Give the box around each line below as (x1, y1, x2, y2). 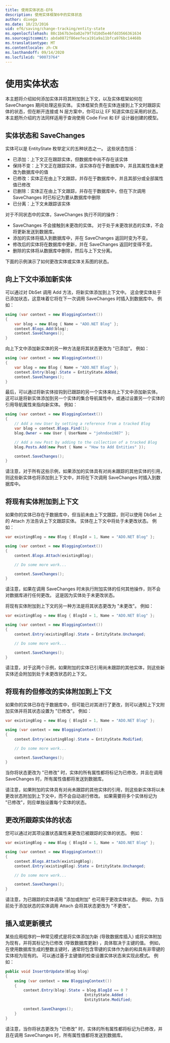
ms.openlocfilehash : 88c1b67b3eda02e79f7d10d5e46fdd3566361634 (5, 31, 142, 36)
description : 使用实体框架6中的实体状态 (5, 12, 82, 17)
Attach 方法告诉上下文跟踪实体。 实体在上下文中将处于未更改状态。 (11, 518, 151, 524)
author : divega (5, 17, 37, 22)
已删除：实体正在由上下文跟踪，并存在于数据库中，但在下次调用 (12, 188, 146, 194)
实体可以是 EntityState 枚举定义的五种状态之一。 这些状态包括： (5, 146, 138, 152)
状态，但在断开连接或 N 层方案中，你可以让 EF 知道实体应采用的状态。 (14, 109, 161, 115)
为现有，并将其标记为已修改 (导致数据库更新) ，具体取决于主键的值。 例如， (5, 939, 163, 946)
